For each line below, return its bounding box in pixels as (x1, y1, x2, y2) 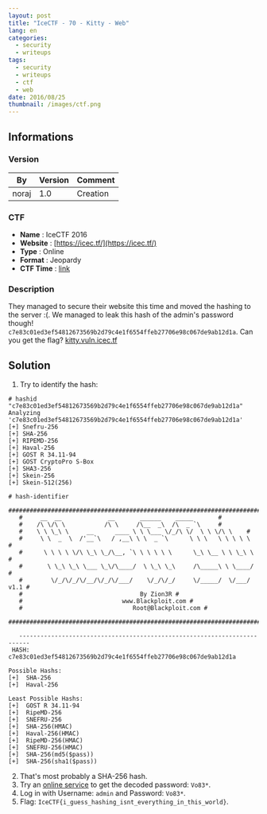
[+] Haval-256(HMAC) (8, 730, 80, 738)
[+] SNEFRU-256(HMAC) (8, 744, 83, 752)
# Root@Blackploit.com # (18, 605, 208, 612)
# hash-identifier (8, 493, 69, 501)
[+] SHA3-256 (8, 465, 52, 473)
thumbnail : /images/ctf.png (8, 100, 102, 108)
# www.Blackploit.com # (18, 597, 194, 605)
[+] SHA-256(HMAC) (8, 722, 73, 731)
